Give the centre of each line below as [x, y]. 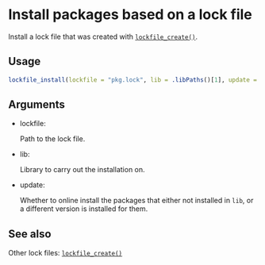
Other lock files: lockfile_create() [65, 253]
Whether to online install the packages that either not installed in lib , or [136, 201]
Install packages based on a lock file [130, 15]
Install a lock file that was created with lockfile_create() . [103, 36]
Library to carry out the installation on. [82, 170]
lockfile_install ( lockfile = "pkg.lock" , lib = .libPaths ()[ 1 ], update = [133, 80]
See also [30, 234]
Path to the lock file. [52, 139]
